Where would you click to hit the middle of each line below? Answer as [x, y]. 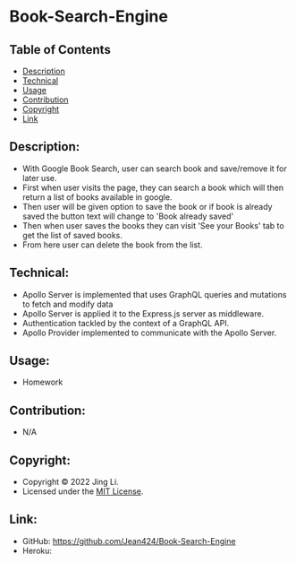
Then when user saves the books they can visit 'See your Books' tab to [153, 225]
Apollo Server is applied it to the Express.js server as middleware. [143, 313]
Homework [42, 382]
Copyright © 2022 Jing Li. [70, 482]
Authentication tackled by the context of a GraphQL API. [126, 323]
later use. [39, 178]
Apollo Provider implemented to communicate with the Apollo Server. [149, 333]
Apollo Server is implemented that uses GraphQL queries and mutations [154, 294]
